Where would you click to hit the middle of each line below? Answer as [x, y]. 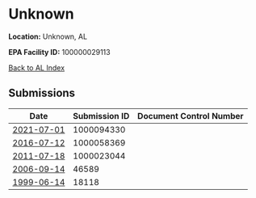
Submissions [42, 93]
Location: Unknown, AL [48, 36]
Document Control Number [190, 116]
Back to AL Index [37, 67]
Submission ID [101, 116]
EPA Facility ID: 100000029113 [59, 52]
